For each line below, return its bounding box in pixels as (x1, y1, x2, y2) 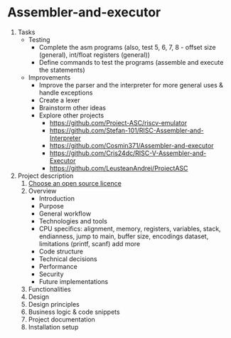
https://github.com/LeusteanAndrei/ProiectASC (49, 164, 188, 172)
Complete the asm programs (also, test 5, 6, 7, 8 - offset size (38, 43, 216, 51)
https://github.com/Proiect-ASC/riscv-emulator (49, 118, 187, 127)
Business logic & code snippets (28, 307, 120, 316)
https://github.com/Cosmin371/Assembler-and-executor (49, 141, 215, 149)
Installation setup (28, 322, 79, 331)
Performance (38, 262, 78, 270)
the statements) (38, 65, 85, 74)
